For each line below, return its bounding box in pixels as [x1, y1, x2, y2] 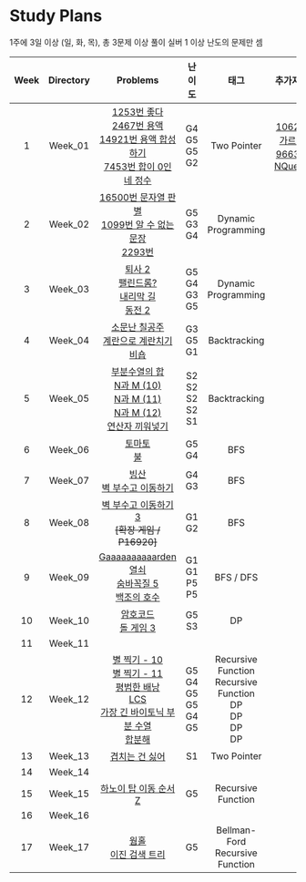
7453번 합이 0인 [103, 160, 172, 173]
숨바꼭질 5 [117, 577, 159, 590]
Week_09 [48, 570, 89, 583]
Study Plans [9, 5, 103, 26]
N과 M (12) [113, 406, 162, 419]
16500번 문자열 [99, 190, 166, 203]
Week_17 [48, 840, 89, 853]
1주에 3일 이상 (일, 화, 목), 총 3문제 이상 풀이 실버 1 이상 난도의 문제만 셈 [9, 36, 263, 47]
